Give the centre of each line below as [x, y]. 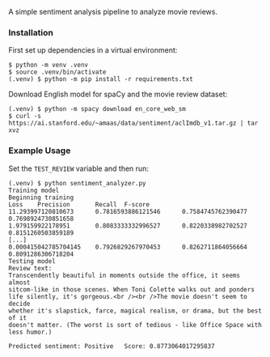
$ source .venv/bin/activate [57, 72]
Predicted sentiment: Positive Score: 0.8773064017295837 [112, 346]
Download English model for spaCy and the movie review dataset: [118, 94]
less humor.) [30, 332]
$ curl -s [25, 117]
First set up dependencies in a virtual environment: [93, 50]
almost [19, 283]
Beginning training [41, 198]
